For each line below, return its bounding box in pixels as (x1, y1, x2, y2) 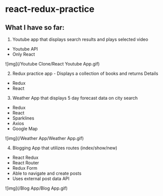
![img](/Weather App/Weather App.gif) (5, 135, 84, 141)
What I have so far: (5, 23, 65, 32)
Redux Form (12, 165, 38, 171)
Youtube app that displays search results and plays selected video (12, 36, 148, 42)
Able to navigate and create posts (12, 170, 82, 176)
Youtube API (12, 46, 38, 52)
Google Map (12, 126, 38, 131)
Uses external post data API (12, 176, 70, 182)
